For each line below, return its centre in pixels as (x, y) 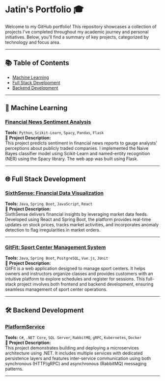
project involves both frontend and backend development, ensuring (85, 284)
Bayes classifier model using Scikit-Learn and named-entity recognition (78, 154)
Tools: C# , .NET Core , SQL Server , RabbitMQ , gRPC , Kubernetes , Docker (73, 338)
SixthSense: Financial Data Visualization (55, 193)
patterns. (14, 369)
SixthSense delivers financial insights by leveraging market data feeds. (77, 214)
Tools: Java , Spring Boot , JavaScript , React (49, 204)
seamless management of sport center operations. (56, 289)
